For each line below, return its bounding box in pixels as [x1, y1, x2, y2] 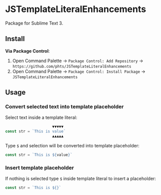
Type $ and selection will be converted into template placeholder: [5, 143, 139, 149]
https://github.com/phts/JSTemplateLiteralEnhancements [12, 64, 131, 69]
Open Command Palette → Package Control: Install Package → [12, 68, 146, 74]
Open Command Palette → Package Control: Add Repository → [12, 58, 143, 64]
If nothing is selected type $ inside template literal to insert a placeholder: [5, 175, 156, 181]
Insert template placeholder [5, 164, 74, 171]
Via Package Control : [5, 48, 50, 54]
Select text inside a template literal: [5, 114, 77, 121]
